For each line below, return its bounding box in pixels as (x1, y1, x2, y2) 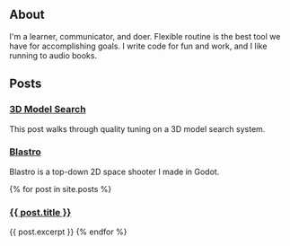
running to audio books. (9, 49, 97, 61)
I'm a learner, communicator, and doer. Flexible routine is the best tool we (9, 31, 281, 41)
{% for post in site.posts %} (9, 183, 112, 194)
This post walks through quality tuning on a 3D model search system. (9, 123, 266, 134)
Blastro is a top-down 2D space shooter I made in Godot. (9, 166, 220, 177)
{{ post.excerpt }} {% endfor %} (9, 226, 127, 237)
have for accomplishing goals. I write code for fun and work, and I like (9, 40, 268, 51)
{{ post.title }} (9, 206, 72, 218)
